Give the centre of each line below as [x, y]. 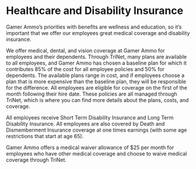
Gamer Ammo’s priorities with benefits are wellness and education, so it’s [94, 27]
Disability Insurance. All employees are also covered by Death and [85, 124]
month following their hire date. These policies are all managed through [92, 94]
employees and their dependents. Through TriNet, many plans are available [97, 57]
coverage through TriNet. [36, 160]
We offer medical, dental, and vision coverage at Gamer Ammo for [85, 50]
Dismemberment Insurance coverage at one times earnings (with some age [97, 130]
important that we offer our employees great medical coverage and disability [98, 33]
